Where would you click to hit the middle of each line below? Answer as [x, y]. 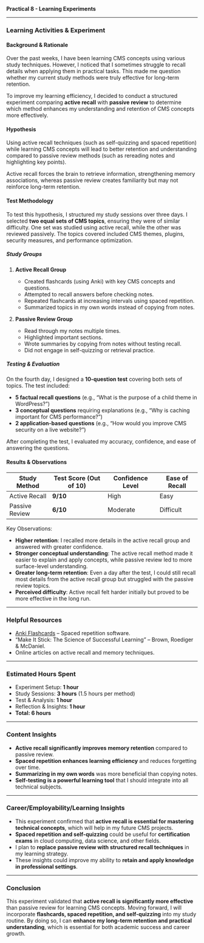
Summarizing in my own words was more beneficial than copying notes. [106, 774]
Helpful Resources [34, 620]
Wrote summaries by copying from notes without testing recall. [103, 344]
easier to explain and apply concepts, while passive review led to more [104, 560]
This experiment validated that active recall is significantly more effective [100, 901]
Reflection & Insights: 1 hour [50, 707]
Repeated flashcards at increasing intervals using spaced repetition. [109, 301]
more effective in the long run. [53, 598]
